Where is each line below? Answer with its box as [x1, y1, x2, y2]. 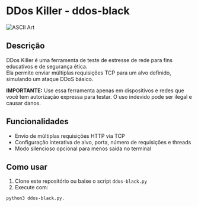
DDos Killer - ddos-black [6, 4, 130, 18]
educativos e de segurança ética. [6, 63, 88, 70]
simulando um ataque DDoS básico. [6, 75, 94, 82]
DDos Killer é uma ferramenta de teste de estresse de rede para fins [6, 56, 173, 63]
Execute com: [14, 184, 49, 191]
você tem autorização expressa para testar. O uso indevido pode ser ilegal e [6, 93, 193, 100]
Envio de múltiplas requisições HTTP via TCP [14, 132, 126, 140]
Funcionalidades [6, 117, 69, 127]
